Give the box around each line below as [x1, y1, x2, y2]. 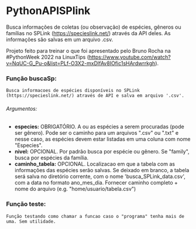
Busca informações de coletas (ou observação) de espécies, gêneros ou [6, 23, 181, 30]
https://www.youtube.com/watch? [88, 53, 171, 60]
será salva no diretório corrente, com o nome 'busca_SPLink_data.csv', [14, 173, 186, 180]
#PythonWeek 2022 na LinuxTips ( [6, 53, 90, 60]
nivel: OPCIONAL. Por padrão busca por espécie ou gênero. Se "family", [14, 148, 190, 155]
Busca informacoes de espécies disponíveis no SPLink [6, 88, 140, 94]
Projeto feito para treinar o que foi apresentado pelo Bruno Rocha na [6, 47, 171, 54]
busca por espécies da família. [14, 154, 89, 162]
